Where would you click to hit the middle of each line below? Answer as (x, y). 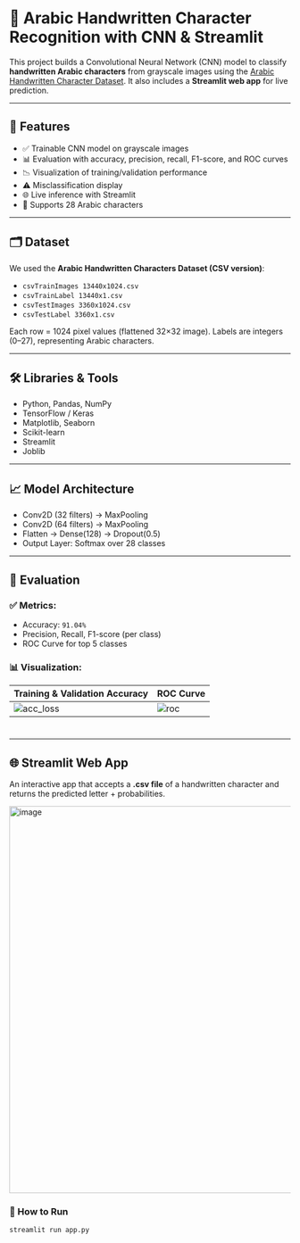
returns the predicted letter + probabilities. (87, 794)
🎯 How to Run (39, 1212)
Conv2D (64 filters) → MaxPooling (85, 525)
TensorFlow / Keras (58, 413)
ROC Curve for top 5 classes (75, 643)
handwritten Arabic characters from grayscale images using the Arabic (142, 71)
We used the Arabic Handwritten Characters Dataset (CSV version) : (137, 268)
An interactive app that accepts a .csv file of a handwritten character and (144, 784)
